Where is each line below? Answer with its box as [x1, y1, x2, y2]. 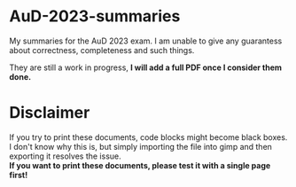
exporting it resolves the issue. [9, 151, 121, 161]
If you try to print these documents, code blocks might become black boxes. [9, 131, 288, 143]
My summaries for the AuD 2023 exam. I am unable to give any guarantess [9, 35, 283, 46]
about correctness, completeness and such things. [9, 44, 195, 55]
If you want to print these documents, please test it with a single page [9, 160, 271, 170]
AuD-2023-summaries [9, 6, 181, 27]
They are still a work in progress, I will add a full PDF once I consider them [9, 62, 282, 73]
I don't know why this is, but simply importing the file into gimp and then [9, 141, 273, 152]
